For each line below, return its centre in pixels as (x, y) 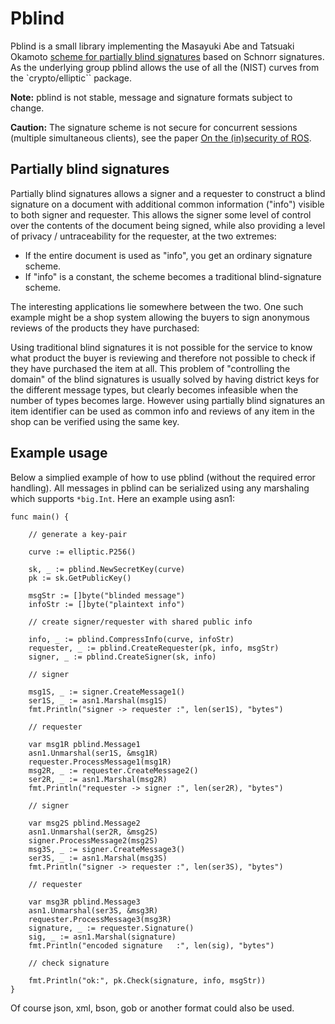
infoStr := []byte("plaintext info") (107, 604)
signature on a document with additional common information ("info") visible (167, 204)
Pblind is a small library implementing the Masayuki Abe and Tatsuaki (152, 46)
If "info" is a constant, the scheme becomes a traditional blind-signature (173, 276)
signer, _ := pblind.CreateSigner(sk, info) (122, 657)
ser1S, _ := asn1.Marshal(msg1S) (98, 700)
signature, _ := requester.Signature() (111, 928)
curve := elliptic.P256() (82, 552)
